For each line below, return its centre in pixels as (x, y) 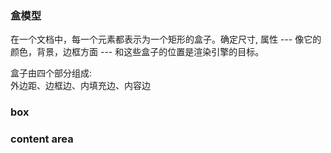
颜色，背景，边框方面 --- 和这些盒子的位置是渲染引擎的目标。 (137, 52)
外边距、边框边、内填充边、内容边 (80, 86)
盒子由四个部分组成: (51, 73)
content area (42, 139)
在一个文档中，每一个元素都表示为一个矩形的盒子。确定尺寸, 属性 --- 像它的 (166, 39)
